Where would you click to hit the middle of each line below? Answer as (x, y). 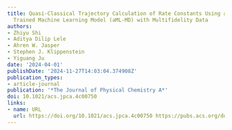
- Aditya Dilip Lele (37, 39)
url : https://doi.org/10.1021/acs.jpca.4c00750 (83, 116)
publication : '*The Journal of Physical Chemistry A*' (88, 90)
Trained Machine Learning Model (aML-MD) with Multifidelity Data (111, 20)
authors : (20, 26)
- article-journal (33, 84)
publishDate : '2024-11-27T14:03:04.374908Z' (72, 71)
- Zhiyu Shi (24, 33)
